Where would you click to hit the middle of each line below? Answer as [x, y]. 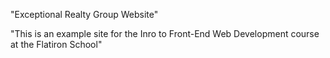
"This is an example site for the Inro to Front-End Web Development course [165, 33]
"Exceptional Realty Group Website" [84, 14]
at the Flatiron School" [56, 44]
